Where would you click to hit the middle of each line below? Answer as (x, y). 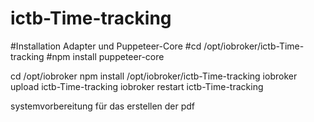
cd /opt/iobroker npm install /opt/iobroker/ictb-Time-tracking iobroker (154, 76)
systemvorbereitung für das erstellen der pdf (103, 106)
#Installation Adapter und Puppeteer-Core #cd (106, 46)
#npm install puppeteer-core (105, 56)
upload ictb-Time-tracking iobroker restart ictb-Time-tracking (137, 86)
